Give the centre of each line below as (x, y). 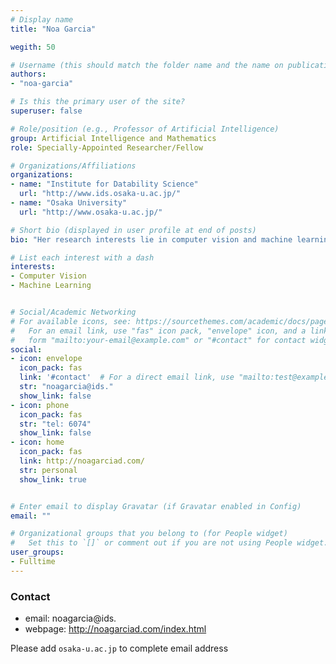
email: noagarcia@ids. (70, 618)
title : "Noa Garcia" (53, 29)
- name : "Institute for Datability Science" (104, 184)
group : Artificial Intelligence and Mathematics (113, 138)
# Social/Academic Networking (73, 312)
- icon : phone (40, 405)
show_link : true (53, 479)
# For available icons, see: (71, 321)
